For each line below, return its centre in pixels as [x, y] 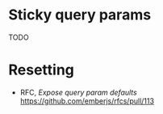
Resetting [42, 70]
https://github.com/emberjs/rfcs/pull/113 [87, 101]
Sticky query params [80, 15]
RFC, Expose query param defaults [78, 92]
